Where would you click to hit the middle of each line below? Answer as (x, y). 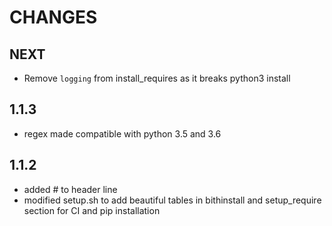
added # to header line (70, 189)
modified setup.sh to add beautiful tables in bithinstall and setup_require (172, 200)
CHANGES (53, 17)
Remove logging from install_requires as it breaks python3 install (157, 78)
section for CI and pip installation (92, 210)
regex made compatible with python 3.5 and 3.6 (122, 133)
